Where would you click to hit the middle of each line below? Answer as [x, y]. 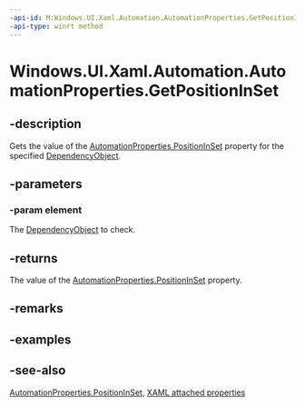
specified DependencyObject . [65, 155]
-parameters [46, 184]
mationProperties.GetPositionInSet [144, 90]
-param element [46, 210]
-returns [34, 258]
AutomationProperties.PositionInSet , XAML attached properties [128, 392]
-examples [40, 339]
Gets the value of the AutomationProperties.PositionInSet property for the [147, 145]
